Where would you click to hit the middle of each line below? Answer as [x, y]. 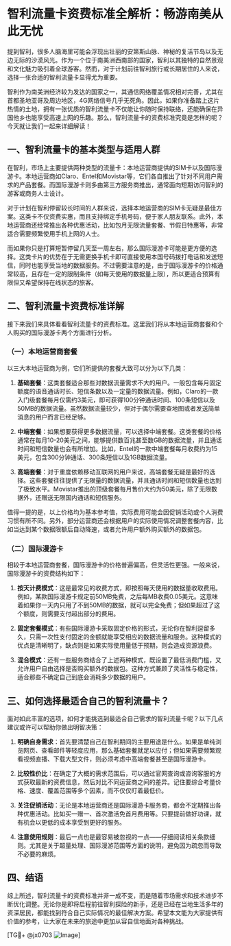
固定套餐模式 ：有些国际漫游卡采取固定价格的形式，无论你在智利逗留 [113, 629]
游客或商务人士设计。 [37, 193]
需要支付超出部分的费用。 [83, 614]
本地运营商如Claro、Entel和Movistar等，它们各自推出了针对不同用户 [121, 176]
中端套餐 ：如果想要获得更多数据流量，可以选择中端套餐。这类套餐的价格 [119, 431]
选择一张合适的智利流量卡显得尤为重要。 [64, 77]
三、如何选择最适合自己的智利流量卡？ [88, 701]
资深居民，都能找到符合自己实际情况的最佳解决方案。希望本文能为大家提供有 [115, 912]
